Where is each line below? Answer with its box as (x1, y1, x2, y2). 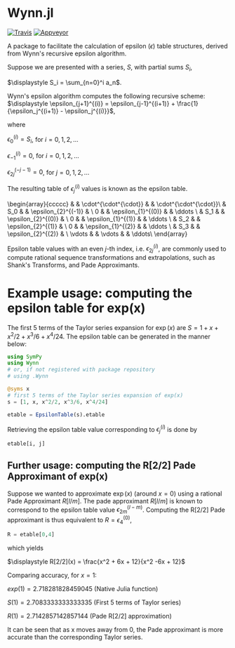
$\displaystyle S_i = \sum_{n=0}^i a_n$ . (7, 78, 122, 86)
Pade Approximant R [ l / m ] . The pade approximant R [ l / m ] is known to (7, 496, 203, 505)
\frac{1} (176, 99, 199, 107)
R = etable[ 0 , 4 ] (7, 531, 55, 538)
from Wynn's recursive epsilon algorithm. (7, 49, 127, 58)
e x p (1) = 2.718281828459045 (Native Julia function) (7, 584, 159, 593)
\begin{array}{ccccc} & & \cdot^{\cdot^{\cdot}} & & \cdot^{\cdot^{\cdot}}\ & (7, 199, 227, 208)
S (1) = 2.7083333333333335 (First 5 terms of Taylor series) (7, 598, 182, 607)
